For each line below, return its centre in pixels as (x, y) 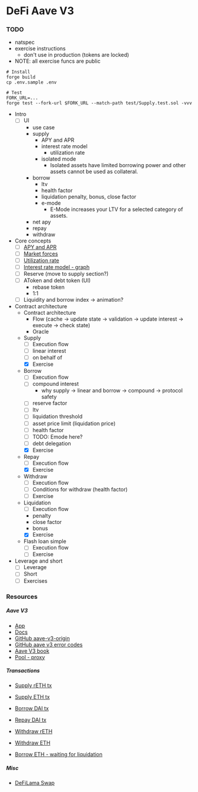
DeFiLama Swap (35, 783)
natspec (25, 42)
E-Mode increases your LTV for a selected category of (116, 209)
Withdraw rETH (33, 732)
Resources (22, 596)
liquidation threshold (58, 417)
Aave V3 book (32, 651)
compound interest (55, 384)
